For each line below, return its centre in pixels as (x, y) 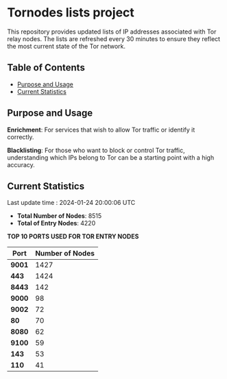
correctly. (21, 137)
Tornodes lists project (71, 13)
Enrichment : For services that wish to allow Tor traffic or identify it (101, 130)
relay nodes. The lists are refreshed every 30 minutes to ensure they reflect (114, 38)
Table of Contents (46, 68)
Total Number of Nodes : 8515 (59, 216)
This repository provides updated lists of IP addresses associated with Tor (112, 32)
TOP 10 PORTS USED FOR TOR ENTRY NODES (73, 236)
